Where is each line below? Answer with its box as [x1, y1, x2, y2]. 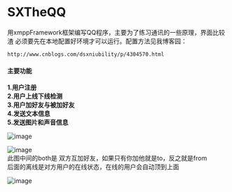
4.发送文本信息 [7, 110, 50, 118]
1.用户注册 [7, 83, 37, 91]
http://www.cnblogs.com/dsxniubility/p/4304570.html [7, 50, 165, 58]
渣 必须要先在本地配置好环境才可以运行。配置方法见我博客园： [7, 36, 187, 45]
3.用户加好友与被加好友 [7, 101, 75, 109]
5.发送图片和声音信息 [7, 118, 69, 126]
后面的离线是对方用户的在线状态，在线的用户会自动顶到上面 [7, 163, 179, 171]
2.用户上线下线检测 [7, 92, 63, 101]
